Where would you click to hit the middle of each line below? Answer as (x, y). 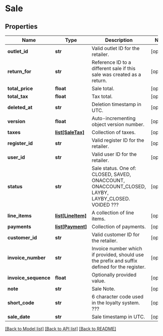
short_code (21, 303)
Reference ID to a (111, 62)
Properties (21, 27)
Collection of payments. (119, 227)
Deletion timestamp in (116, 104)
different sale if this (114, 68)
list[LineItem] (71, 216)
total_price (20, 88)
